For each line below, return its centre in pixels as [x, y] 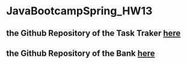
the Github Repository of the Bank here [81, 53]
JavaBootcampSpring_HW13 [79, 11]
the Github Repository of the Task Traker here [93, 33]
